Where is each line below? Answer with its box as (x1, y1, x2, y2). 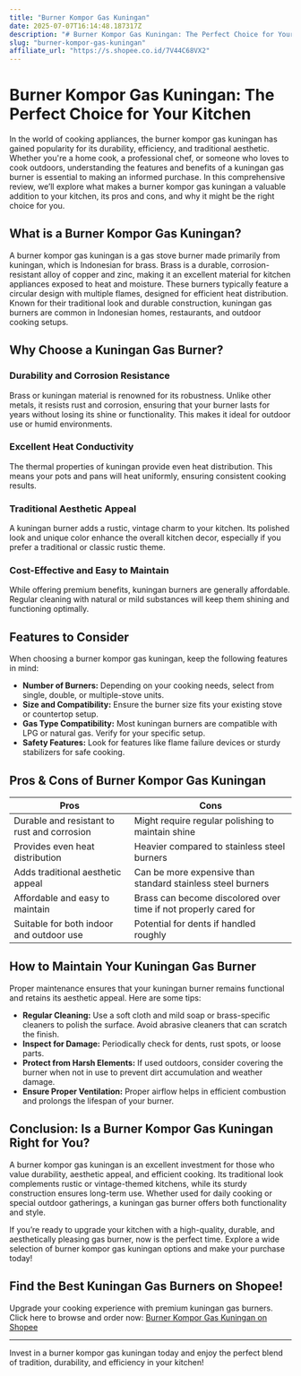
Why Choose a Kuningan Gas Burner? (9, 342, 224, 358)
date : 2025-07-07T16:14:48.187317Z (9, 21, 142, 30)
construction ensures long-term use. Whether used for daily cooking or (9, 1188, 273, 1199)
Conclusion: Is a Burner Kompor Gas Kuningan (9, 1122, 274, 1137)
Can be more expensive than (133, 866, 255, 879)
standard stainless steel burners (133, 877, 270, 890)
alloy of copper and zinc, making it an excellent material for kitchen (43, 269, 291, 279)
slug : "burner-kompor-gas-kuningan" (9, 38, 146, 47)
